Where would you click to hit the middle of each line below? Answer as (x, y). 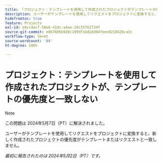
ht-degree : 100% (21, 45)
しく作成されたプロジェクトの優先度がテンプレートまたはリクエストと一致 (79, 139)
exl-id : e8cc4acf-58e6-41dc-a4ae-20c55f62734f (53, 28)
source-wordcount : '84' (29, 41)
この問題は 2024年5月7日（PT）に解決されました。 (56, 123)
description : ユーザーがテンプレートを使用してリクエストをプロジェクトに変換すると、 (81, 14)
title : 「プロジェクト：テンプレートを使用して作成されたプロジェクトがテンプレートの (81, 9)
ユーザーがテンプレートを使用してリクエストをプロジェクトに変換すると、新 (81, 133)
